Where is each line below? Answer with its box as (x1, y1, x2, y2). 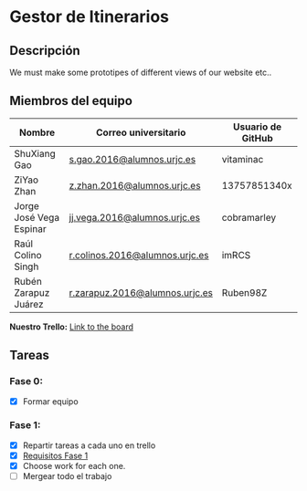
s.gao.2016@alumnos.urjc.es (69, 152, 196, 165)
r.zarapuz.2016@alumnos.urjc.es (69, 286, 213, 298)
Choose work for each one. (22, 460, 126, 471)
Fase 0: (9, 375, 44, 388)
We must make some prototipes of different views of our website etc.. (9, 67, 272, 78)
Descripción (9, 43, 80, 58)
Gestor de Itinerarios (9, 6, 169, 27)
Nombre (18, 126, 56, 139)
